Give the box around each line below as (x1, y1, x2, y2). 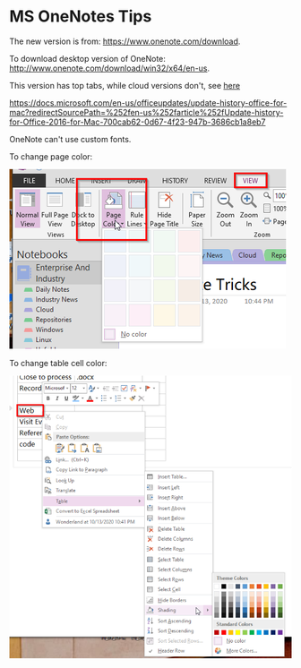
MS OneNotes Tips (9, 6, 152, 27)
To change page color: (9, 150, 93, 162)
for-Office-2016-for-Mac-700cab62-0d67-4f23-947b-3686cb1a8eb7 (9, 116, 266, 127)
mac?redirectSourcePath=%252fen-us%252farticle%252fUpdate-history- (9, 107, 284, 117)
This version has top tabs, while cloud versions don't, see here (9, 80, 240, 90)
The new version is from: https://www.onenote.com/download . (9, 36, 241, 47)
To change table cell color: (9, 357, 107, 368)
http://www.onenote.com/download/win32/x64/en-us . (9, 63, 211, 73)
